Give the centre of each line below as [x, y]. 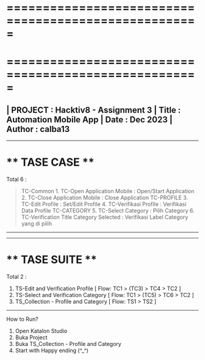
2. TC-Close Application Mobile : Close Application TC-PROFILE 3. [104, 198]
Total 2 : [16, 277]
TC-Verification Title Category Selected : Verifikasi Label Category [105, 217]
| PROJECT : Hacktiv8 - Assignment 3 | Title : [94, 110]
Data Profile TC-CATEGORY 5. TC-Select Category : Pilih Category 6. [108, 211]
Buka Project [31, 337]
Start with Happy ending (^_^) [52, 351]
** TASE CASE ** [50, 162]
